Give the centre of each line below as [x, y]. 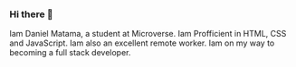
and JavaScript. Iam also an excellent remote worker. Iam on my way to [142, 43]
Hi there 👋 [32, 14]
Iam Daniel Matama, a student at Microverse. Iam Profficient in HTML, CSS [148, 34]
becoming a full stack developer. [70, 53]
